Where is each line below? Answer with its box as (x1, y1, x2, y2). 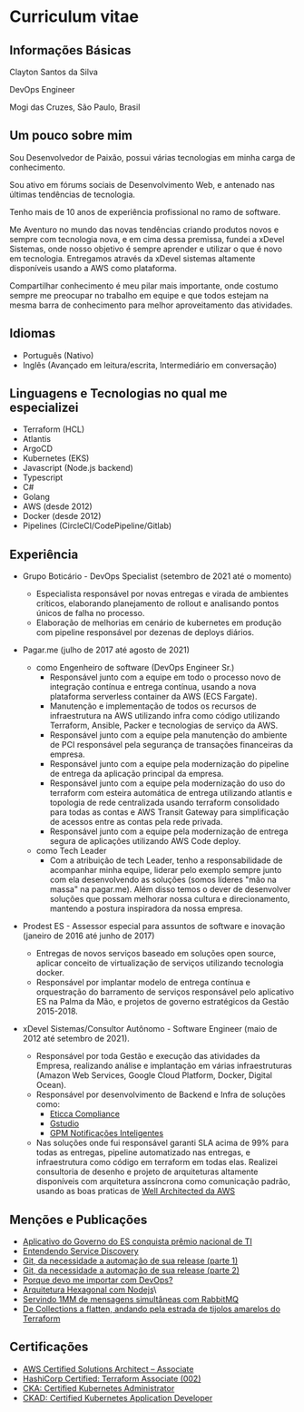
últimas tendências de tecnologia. (9, 189, 136, 200)
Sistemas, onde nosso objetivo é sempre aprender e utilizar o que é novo (9, 243, 283, 254)
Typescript (22, 472, 64, 483)
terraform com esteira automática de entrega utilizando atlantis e (49, 788, 293, 799)
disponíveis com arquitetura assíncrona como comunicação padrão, (35, 1176, 290, 1187)
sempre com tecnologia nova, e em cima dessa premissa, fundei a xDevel (9, 233, 285, 244)
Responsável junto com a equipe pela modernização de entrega (49, 826, 289, 837)
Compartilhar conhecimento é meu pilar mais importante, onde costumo (9, 279, 279, 291)
